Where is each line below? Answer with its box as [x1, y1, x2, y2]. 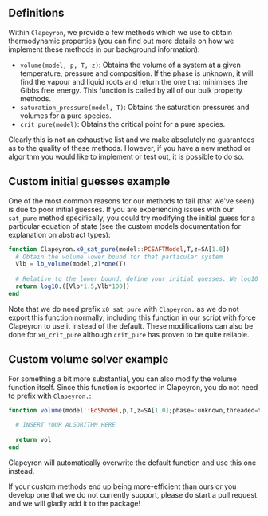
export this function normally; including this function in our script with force [8, 313, 257, 322]
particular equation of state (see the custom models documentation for [8, 221, 242, 230]
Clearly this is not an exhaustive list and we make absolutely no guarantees [8, 135, 255, 144]
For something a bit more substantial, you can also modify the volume [8, 374, 238, 384]
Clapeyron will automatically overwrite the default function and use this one [8, 458, 257, 467]
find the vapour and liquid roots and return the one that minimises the [19, 77, 249, 86]
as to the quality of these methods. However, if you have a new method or [8, 143, 251, 152]
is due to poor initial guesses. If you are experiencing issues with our [8, 204, 234, 214]
